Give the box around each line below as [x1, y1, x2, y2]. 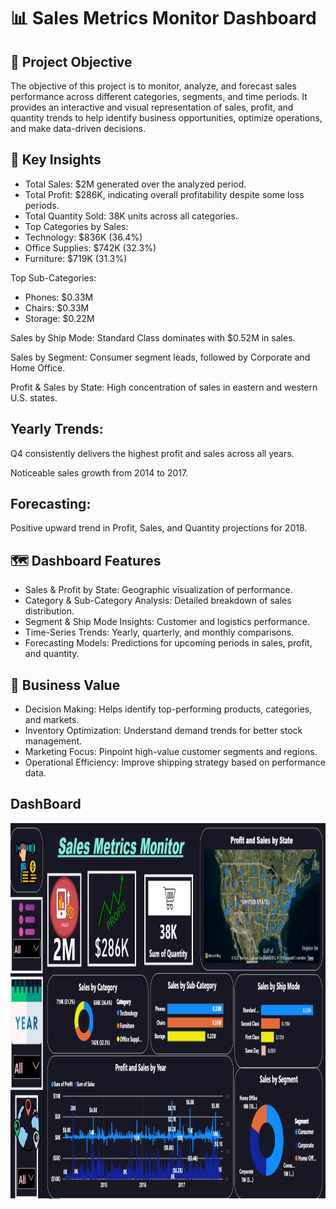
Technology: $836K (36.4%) [24, 231, 143, 243]
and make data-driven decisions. [10, 123, 146, 134]
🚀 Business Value [10, 676, 121, 694]
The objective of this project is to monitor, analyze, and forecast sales [10, 80, 297, 92]
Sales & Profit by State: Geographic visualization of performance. [24, 584, 293, 596]
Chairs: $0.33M [24, 301, 90, 314]
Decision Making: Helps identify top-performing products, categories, [24, 703, 313, 715]
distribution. [24, 605, 75, 617]
